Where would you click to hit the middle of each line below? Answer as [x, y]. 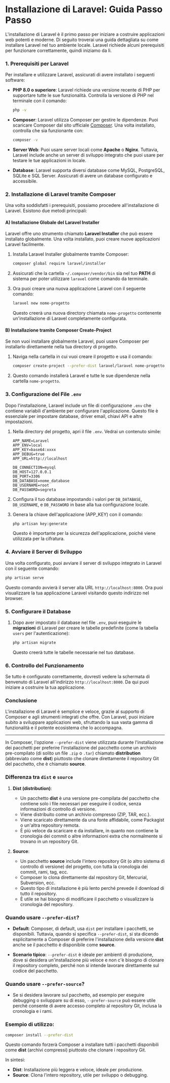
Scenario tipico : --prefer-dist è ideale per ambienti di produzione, [83, 955]
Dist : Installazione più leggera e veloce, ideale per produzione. [78, 1070]
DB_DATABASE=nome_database [41, 481]
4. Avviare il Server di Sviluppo [44, 552]
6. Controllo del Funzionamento [45, 666]
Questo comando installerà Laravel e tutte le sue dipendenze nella [81, 376]
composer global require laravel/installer [59, 264]
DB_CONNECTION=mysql [34, 467]
